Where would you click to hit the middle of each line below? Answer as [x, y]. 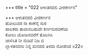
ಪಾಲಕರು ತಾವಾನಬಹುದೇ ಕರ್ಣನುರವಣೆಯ [37, 29]
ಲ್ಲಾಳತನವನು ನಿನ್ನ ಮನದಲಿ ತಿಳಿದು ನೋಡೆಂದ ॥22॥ [44, 46]
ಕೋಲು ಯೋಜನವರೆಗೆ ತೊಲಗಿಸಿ [29, 35]
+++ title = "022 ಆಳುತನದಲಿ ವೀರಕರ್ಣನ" [41, 7]
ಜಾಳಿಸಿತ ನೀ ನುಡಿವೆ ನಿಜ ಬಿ [25, 40]
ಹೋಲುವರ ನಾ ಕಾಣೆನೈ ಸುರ [26, 23]
